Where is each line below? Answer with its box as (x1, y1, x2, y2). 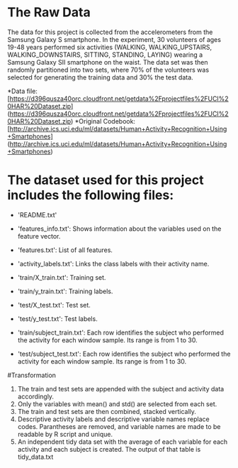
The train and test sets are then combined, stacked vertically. (17, 407, 197, 415)
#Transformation (7, 371, 57, 379)
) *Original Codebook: (70, 116, 136, 125)
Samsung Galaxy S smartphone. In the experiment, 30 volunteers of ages (7, 35, 222, 43)
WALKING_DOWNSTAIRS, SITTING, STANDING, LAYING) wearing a (7, 50, 203, 59)
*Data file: (7, 87, 38, 95)
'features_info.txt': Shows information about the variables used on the (17, 224, 222, 233)
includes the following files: (7, 187, 174, 203)
